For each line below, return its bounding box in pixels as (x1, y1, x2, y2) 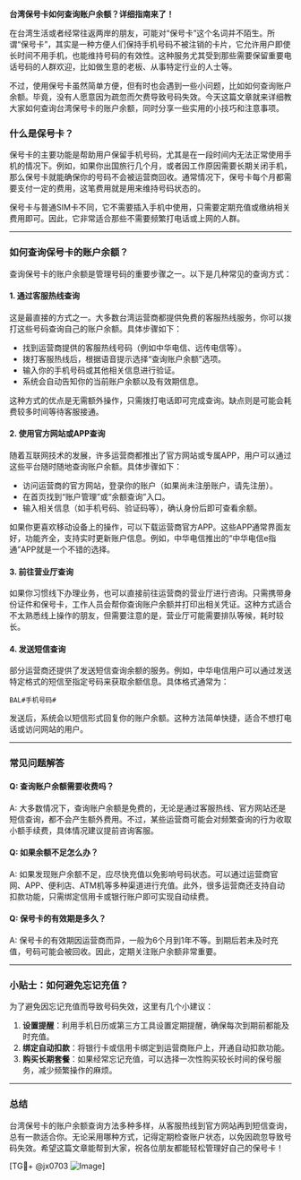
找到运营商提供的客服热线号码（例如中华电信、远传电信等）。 (21, 342, 246, 353)
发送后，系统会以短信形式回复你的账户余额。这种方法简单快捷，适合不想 (9, 712, 276, 724)
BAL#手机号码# (9, 696, 56, 705)
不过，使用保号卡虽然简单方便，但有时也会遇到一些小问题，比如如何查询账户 (9, 81, 292, 90)
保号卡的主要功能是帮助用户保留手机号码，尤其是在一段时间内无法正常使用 (9, 150, 284, 160)
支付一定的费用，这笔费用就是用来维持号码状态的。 (16, 183, 206, 194)
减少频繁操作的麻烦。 (38, 1065, 117, 1076)
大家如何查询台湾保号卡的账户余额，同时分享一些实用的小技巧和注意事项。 (9, 103, 284, 113)
